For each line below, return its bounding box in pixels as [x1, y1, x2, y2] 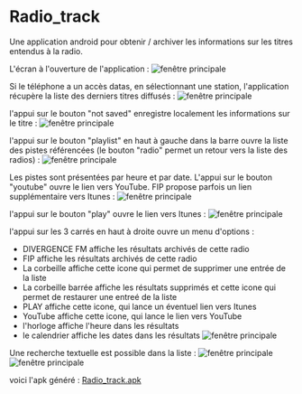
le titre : [9, 117, 38, 128]
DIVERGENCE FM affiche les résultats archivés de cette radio [22, 243, 250, 254]
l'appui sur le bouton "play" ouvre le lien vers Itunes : [9, 208, 206, 219]
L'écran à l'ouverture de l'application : [9, 63, 150, 74]
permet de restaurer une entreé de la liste [22, 291, 178, 302]
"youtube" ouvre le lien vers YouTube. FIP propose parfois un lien [9, 181, 252, 192]
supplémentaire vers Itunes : [9, 191, 115, 202]
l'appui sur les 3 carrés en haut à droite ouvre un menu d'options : [9, 226, 255, 237]
